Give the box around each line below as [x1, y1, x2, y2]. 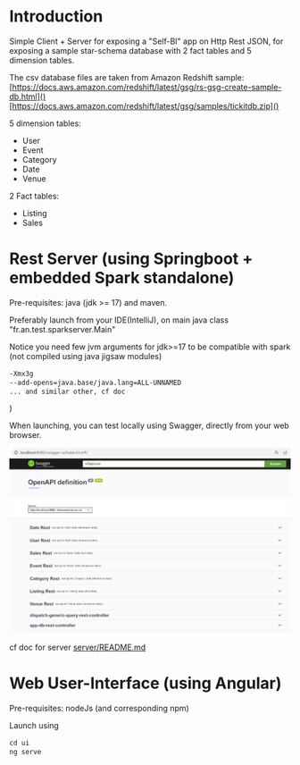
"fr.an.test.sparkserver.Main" [9, 324, 116, 334]
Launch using [9, 719, 60, 730]
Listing [21, 207, 47, 218]
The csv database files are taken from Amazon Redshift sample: [9, 71, 245, 82]
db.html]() [9, 91, 46, 102]
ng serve [9, 747, 42, 756]
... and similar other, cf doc [9, 387, 126, 396]
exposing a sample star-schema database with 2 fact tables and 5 [9, 45, 252, 55]
